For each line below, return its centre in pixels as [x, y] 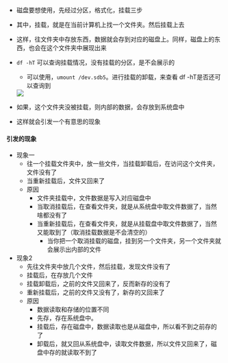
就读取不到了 [79, 353]
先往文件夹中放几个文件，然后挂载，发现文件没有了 [99, 267]
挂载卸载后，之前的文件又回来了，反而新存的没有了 [99, 284]
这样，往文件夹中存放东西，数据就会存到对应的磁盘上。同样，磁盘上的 [115, 39]
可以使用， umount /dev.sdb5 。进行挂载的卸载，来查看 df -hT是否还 [121, 77]
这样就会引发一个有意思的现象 [58, 121]
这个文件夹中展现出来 [76, 48]
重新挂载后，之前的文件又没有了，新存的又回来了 [96, 292]
